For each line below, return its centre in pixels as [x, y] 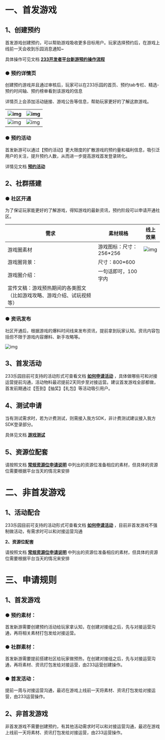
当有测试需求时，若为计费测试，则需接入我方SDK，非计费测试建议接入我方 [81, 418]
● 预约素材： [21, 615]
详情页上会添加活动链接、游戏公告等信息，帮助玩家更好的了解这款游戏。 [78, 102]
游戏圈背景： [23, 262]
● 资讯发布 [18, 319]
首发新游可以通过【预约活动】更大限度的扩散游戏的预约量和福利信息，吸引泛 [82, 150]
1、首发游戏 [23, 600]
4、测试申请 [24, 405]
